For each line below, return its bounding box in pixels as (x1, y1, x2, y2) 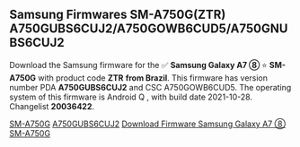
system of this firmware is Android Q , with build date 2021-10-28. (9, 91, 253, 102)
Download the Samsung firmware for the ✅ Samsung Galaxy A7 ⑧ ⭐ (9, 59, 268, 70)
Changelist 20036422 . (9, 100, 95, 111)
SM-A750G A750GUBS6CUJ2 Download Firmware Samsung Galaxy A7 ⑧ (9, 118, 286, 129)
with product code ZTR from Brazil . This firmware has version (38, 72, 268, 83)
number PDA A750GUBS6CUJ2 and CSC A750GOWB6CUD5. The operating (9, 82, 292, 92)
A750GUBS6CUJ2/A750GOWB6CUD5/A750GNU (9, 22, 288, 37)
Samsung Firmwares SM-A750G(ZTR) (9, 7, 226, 22)
